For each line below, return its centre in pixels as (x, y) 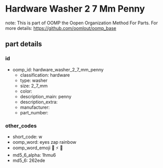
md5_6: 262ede (29, 160)
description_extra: (39, 102)
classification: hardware (45, 75)
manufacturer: (35, 107)
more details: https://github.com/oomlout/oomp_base (61, 28)
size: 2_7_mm (34, 86)
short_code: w (27, 137)
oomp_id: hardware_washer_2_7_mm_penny (58, 69)
